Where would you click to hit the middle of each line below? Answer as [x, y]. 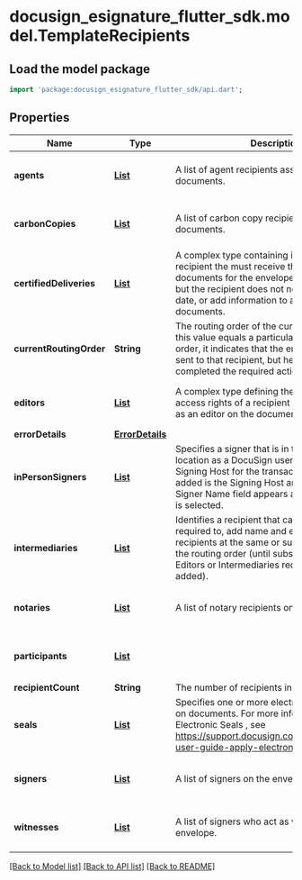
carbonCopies [45, 223]
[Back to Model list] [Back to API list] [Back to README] [112, 866]
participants [40, 656]
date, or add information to [231, 300]
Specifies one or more [222, 702]
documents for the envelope [235, 277]
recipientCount [47, 687]
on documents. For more [227, 713]
